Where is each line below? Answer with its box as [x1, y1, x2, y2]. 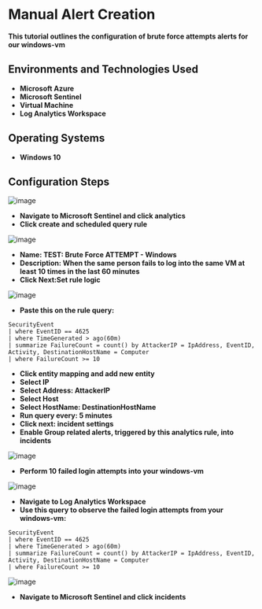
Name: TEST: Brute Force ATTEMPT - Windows [19, 250, 177, 260]
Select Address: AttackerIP [19, 386, 110, 395]
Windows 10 [19, 152, 61, 162]
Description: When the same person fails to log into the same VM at [19, 258, 245, 268]
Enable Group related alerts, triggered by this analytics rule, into [19, 427, 234, 437]
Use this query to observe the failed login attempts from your [19, 505, 224, 515]
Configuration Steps [8, 175, 110, 188]
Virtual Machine [19, 100, 74, 109]
